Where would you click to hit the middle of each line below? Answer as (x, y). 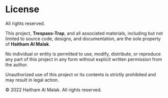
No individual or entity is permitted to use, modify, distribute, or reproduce (83, 54)
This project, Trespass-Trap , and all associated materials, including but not (84, 33)
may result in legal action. (32, 80)
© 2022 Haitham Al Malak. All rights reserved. (53, 89)
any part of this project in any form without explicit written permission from (84, 59)
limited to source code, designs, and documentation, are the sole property (83, 39)
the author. (17, 64)
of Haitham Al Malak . (28, 44)
